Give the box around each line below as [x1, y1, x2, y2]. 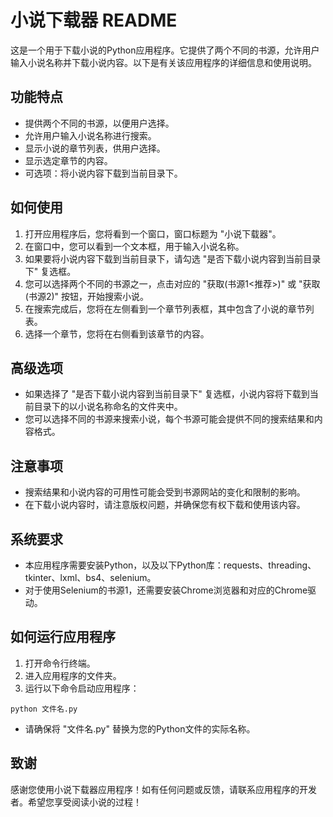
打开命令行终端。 [24, 657, 96, 669]
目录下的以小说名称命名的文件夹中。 [33, 401, 183, 413]
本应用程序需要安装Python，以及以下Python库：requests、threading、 [24, 559, 317, 571]
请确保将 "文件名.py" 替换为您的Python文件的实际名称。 [24, 722, 256, 735]
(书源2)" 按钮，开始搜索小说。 [24, 290, 150, 302]
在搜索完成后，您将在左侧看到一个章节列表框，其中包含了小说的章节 [24, 302, 306, 315]
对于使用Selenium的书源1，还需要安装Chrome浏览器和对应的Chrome [24, 584, 308, 596]
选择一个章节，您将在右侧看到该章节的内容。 [24, 327, 210, 340]
